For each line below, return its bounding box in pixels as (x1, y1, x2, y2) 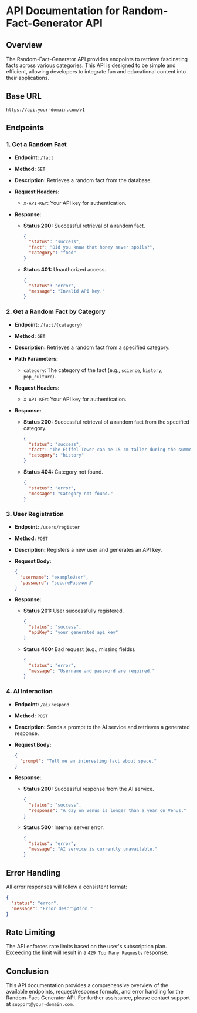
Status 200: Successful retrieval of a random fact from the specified (23, 418, 189, 425)
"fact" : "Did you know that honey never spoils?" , (28, 244, 155, 250)
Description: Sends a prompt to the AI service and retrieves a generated (14, 723, 190, 730)
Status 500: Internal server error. (23, 824, 104, 831)
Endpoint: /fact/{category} (14, 321, 83, 328)
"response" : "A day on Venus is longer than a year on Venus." (28, 808, 186, 814)
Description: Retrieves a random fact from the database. (14, 176, 152, 183)
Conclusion (6, 966, 49, 976)
